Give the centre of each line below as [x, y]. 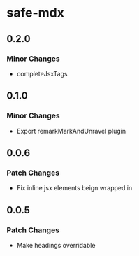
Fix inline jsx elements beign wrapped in [74, 188]
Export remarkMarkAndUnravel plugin [71, 131]
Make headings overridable [56, 245]
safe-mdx [35, 13]
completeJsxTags [42, 73]
